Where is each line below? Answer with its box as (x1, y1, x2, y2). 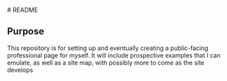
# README (7, 6, 39, 14)
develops (7, 65, 33, 74)
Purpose (7, 25, 45, 37)
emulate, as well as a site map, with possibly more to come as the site (7, 58, 205, 67)
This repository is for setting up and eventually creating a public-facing (7, 44, 208, 52)
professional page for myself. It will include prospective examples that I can (7, 51, 221, 59)
